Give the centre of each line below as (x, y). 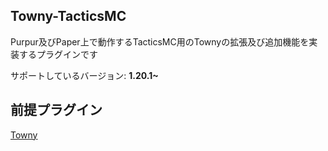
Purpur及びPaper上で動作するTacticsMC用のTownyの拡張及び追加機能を (160, 41)
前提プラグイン (56, 110)
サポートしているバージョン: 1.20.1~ (84, 75)
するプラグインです (58, 54)
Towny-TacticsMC (68, 16)
